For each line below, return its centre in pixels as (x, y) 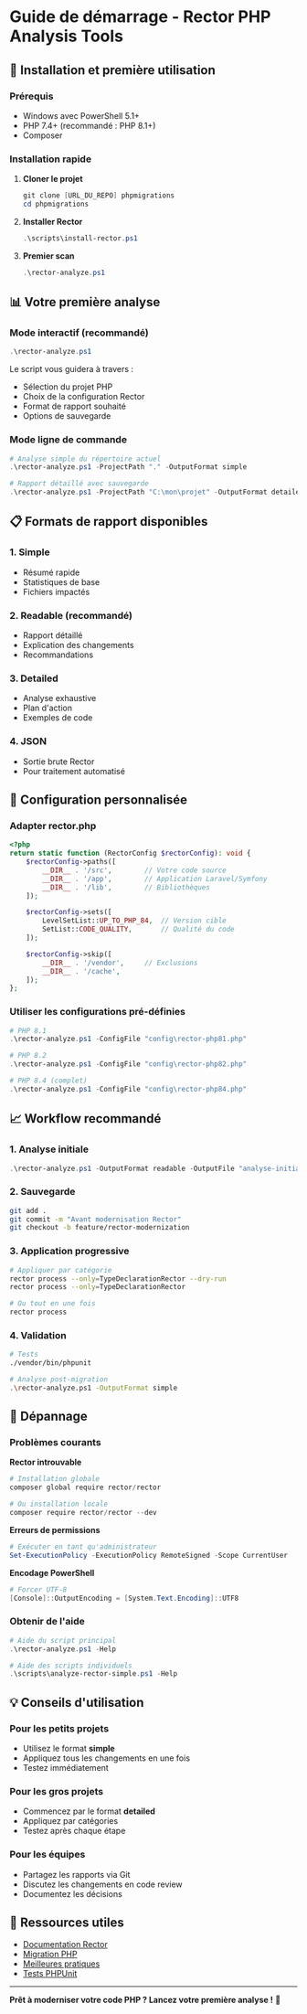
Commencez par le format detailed (89, 1811)
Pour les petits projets (59, 1728)
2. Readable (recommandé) (71, 615)
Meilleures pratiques (61, 1964)
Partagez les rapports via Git (76, 1874)
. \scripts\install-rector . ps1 (80, 238)
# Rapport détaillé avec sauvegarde (79, 484)
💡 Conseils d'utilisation (77, 1702)
